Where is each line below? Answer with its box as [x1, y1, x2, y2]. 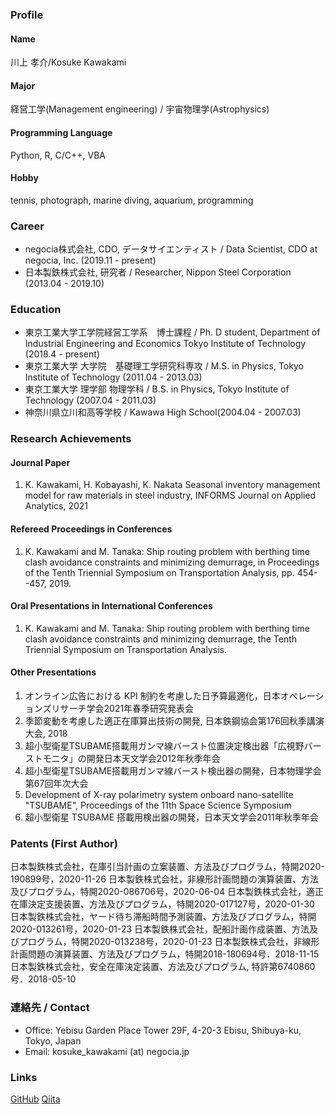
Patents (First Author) [10, 836, 118, 850]
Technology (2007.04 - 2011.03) [24, 394, 157, 407]
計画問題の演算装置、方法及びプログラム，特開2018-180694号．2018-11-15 [10, 948, 320, 960]
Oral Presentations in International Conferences [10, 600, 213, 612]
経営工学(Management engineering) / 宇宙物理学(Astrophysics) [10, 103, 270, 115]
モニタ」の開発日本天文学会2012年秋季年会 [42, 753, 221, 765]
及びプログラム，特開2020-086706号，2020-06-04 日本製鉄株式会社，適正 [10, 886, 325, 898]
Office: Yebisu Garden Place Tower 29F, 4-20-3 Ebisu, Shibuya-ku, [24, 1024, 302, 1036]
